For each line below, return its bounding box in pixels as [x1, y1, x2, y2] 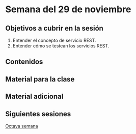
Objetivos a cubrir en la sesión [5, 24, 103, 33]
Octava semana [5, 123, 38, 129]
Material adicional [5, 92, 64, 101]
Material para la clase [5, 75, 75, 84]
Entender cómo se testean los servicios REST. [12, 43, 110, 49]
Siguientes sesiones [5, 110, 71, 118]
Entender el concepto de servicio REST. [12, 37, 96, 43]
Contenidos [5, 58, 43, 66]
